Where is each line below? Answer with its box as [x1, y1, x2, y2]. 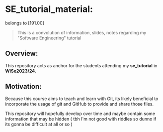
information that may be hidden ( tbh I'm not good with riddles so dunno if [5, 116, 157, 122]
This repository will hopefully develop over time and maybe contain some [5, 111, 156, 117]
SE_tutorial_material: [5, 3, 93, 15]
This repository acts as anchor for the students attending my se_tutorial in [5, 62, 158, 68]
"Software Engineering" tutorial [17, 35, 81, 41]
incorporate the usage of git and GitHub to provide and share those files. [5, 101, 154, 107]
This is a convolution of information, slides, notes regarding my [17, 29, 147, 35]
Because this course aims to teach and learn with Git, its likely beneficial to [5, 96, 159, 102]
